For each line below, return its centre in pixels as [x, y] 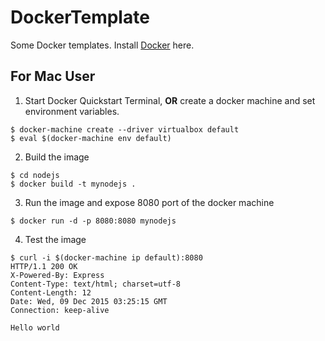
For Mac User [53, 76]
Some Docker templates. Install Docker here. [102, 45]
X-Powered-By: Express [57, 275]
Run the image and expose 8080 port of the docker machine [149, 202]
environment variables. [72, 111]
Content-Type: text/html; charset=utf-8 [96, 284]
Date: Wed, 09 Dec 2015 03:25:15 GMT [89, 301]
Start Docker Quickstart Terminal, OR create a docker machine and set [170, 100]
